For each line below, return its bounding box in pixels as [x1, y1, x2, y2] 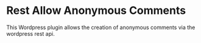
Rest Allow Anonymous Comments [6, 4, 186, 18]
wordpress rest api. [6, 30, 55, 37]
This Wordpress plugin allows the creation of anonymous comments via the [6, 24, 196, 31]
